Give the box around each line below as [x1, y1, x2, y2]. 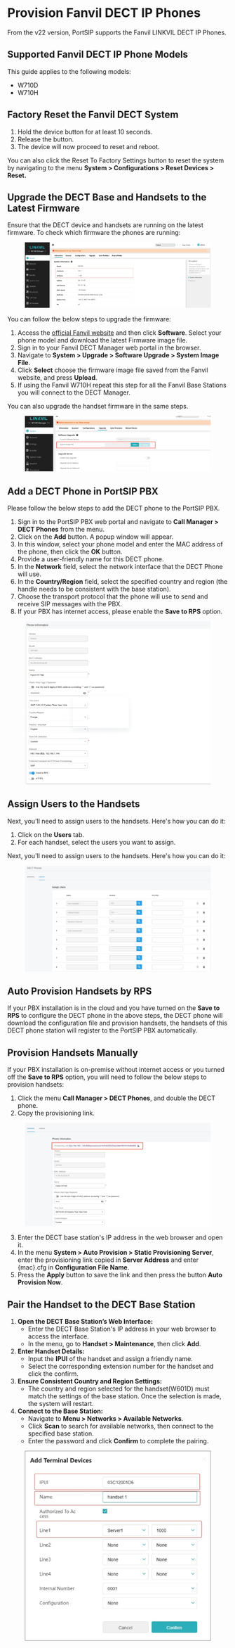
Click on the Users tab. [17, 830, 85, 838]
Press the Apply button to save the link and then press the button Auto [17, 1271, 223, 1279]
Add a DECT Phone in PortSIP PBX [7, 485, 159, 497]
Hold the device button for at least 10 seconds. [17, 127, 153, 136]
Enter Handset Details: [17, 1347, 85, 1355]
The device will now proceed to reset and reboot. [17, 142, 160, 151]
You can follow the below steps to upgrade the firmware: [7, 315, 172, 324]
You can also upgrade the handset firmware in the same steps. [7, 402, 189, 411]
